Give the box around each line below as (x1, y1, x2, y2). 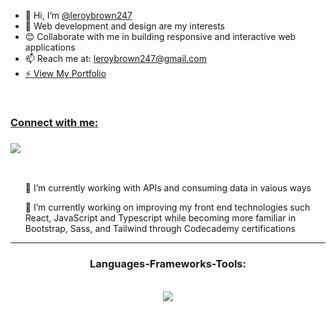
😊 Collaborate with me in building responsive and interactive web (24, 31, 297, 42)
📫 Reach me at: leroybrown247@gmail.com (24, 53, 207, 64)
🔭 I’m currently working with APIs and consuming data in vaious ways (24, 182, 312, 194)
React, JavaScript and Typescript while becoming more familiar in (24, 212, 297, 224)
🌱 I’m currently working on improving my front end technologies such (24, 201, 311, 214)
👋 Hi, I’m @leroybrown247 (24, 10, 133, 21)
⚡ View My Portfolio (24, 68, 107, 79)
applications (24, 41, 76, 53)
